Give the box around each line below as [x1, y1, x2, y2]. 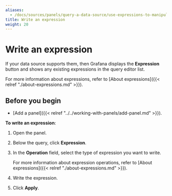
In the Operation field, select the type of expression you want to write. [12, 149, 161, 156]
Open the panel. [12, 130, 47, 136]
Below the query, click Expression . [12, 140, 87, 146]
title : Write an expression [5, 17, 66, 22]
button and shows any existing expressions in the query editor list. [5, 66, 145, 72]
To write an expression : [5, 120, 56, 126]
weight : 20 [5, 21, 29, 27]
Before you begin [5, 96, 61, 105]
